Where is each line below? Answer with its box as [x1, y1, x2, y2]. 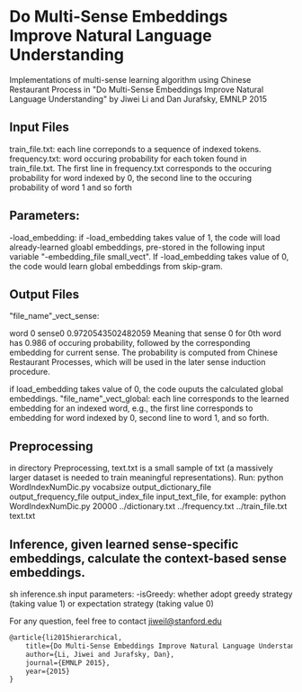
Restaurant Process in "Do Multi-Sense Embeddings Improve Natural [9, 84, 264, 95]
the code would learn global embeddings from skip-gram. [9, 260, 223, 271]
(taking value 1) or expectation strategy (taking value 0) [9, 598, 214, 609]
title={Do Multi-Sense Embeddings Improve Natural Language [25, 642, 255, 651]
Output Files [9, 287, 79, 302]
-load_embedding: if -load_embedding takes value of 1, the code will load [9, 232, 280, 242]
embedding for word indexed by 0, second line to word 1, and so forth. [9, 413, 270, 423]
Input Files [9, 120, 69, 135]
